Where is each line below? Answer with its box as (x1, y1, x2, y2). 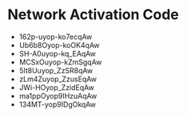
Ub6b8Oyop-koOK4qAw (18, 40, 101, 49)
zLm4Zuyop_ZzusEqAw (18, 74, 97, 84)
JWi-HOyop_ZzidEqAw (18, 82, 95, 92)
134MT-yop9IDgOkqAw (18, 99, 97, 109)
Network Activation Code (7, 6, 179, 24)
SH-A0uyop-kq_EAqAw (18, 49, 97, 58)
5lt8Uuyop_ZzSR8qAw (18, 65, 93, 75)
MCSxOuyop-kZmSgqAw (18, 57, 102, 67)
